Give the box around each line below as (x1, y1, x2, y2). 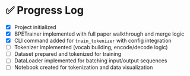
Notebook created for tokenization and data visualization (14, 64, 153, 71)
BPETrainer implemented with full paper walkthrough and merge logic (14, 30, 185, 37)
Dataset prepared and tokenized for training (14, 50, 122, 58)
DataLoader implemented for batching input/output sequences (14, 57, 167, 64)
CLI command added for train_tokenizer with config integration (14, 37, 172, 45)
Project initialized (14, 23, 57, 30)
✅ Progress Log (5, 4, 84, 17)
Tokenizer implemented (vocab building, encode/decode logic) (14, 44, 168, 51)
